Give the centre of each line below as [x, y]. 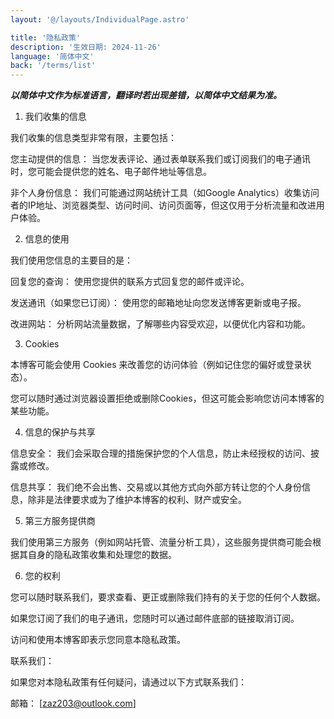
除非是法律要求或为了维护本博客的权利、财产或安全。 [137, 500]
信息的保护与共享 [60, 432]
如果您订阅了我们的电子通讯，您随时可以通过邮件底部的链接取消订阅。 [155, 618]
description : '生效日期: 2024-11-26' [86, 47]
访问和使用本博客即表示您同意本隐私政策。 [98, 640]
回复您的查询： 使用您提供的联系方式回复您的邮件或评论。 [130, 282]
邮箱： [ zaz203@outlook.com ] [73, 703]
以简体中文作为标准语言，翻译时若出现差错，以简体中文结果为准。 [146, 95]
